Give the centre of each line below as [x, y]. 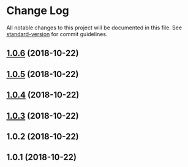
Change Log [38, 11]
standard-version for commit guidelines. [57, 34]
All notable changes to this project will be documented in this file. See [94, 28]
